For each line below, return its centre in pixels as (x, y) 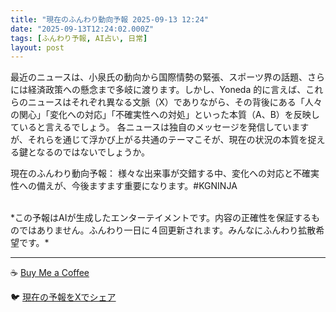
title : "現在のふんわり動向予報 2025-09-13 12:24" (109, 19)
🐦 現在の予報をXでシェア (63, 297)
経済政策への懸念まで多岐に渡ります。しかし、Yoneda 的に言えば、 (167, 90)
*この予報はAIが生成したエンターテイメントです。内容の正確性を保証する (161, 218)
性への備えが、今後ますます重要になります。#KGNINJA (124, 186)
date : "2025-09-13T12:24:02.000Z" (82, 29)
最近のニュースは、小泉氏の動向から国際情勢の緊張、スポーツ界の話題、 (159, 77)
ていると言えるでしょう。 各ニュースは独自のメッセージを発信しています (160, 127)
